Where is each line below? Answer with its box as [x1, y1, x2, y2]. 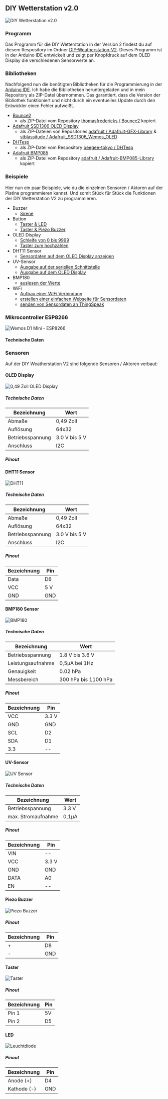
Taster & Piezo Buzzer [20, 226, 66, 232]
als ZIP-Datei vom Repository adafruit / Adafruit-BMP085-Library [20, 155, 154, 161]
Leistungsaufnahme [8, 659, 55, 666]
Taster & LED [20, 221, 47, 227]
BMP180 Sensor [5, 606, 39, 612]
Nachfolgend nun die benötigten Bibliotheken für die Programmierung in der [5, 81, 162, 88]
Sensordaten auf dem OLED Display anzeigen [20, 253, 114, 259]
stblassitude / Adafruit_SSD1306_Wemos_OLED [20, 134, 118, 140]
